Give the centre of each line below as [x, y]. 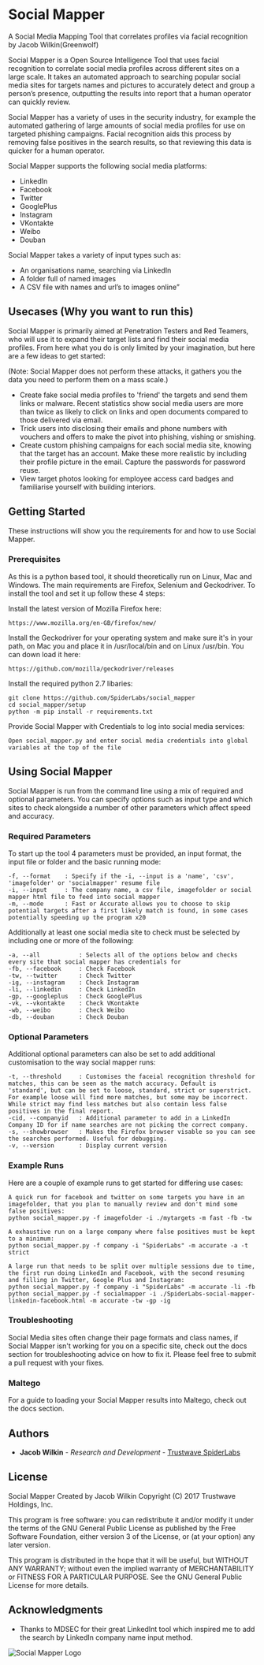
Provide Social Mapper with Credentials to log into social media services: [126, 726]
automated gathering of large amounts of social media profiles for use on [127, 125]
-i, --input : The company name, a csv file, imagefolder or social [130, 890]
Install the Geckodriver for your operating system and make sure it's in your [131, 637]
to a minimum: [32, 1239]
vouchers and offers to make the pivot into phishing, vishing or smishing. [138, 437]
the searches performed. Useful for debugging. [88, 1139]
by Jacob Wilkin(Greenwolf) [54, 44]
